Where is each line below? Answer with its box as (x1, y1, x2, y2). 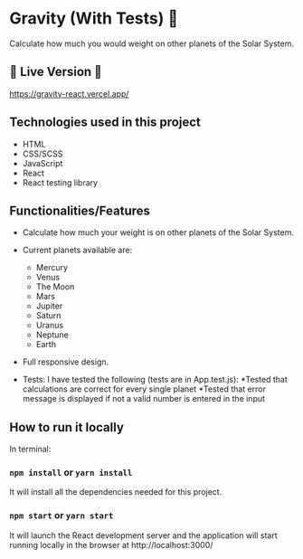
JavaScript (22, 157, 63, 168)
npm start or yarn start (9, 509, 114, 522)
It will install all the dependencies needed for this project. (9, 487, 223, 497)
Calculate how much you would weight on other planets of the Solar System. (9, 38, 294, 49)
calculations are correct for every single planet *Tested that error (22, 384, 267, 394)
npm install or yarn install (9, 466, 133, 478)
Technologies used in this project (9, 115, 201, 130)
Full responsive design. (22, 356, 109, 367)
